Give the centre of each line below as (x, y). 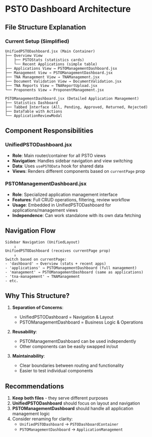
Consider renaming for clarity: (42, 419)
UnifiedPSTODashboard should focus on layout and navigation (76, 403)
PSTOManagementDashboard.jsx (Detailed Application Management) (72, 98)
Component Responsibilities (49, 131)
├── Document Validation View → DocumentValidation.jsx (63, 81)
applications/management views (45, 210)
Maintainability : (28, 356)
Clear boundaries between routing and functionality (72, 366)
